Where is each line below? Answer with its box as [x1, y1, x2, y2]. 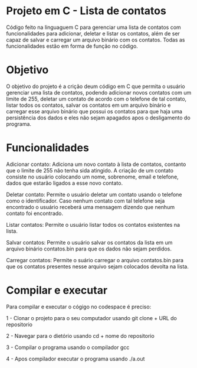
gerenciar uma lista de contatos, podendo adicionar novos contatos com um [6, 89, 192, 96]
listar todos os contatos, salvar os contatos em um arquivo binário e [6, 102, 171, 109]
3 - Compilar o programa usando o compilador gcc [6, 344, 130, 351]
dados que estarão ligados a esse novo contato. [6, 179, 123, 187]
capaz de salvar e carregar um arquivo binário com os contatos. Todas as [6, 36, 185, 43]
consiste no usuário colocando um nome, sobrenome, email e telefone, [6, 173, 179, 180]
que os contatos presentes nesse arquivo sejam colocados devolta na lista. [6, 263, 189, 270]
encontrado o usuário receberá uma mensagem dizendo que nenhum [6, 203, 175, 210]
